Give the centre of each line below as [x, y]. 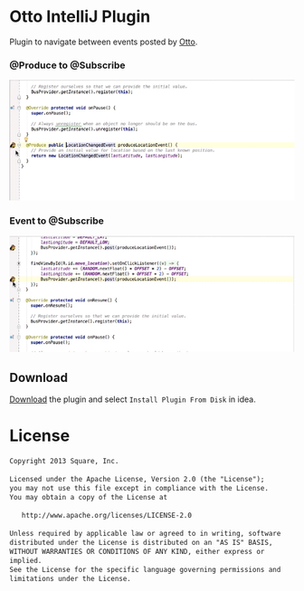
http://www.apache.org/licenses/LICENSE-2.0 [107, 516]
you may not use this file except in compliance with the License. [139, 489]
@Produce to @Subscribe [67, 65]
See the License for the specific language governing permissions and [145, 570]
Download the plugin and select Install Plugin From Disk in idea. [133, 399]
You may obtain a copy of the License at [89, 498]
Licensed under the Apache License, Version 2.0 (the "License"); [137, 480]
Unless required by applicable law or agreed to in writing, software [145, 534]
